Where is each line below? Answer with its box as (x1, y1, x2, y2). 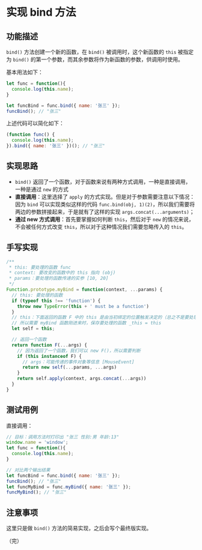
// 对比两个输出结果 (6, 467, 50, 473)
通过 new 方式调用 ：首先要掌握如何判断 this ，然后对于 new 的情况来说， (14, 216, 194, 223)
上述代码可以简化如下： (6, 119, 64, 127)
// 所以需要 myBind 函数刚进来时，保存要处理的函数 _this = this (11, 320, 162, 326)
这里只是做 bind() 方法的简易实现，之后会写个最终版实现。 (6, 525, 152, 532)
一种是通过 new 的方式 (14, 186, 69, 193)
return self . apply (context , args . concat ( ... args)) (17, 376, 147, 382)
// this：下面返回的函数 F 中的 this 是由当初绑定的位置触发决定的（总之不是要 (11, 315, 189, 321)
